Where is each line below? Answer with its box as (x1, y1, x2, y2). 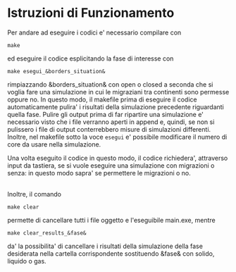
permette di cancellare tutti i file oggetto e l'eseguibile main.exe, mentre (7, 216, 216, 224)
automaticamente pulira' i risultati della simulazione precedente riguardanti (7, 102, 224, 111)
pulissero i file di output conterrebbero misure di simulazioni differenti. (7, 125, 211, 133)
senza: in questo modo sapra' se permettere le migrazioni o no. (7, 168, 192, 177)
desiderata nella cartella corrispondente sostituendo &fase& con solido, (7, 249, 215, 258)
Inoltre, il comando (7, 190, 62, 198)
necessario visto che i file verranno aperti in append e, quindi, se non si (7, 118, 215, 126)
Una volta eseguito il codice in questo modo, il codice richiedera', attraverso (7, 154, 228, 162)
